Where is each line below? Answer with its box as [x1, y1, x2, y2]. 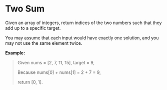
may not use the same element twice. [5, 40, 82, 46]
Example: [5, 50, 25, 56]
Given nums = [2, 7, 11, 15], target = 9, [17, 59, 95, 65]
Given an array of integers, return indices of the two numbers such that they [5, 20, 162, 26]
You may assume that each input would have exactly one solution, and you [5, 35, 159, 41]
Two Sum [5, 3, 45, 15]
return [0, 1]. [17, 79, 43, 85]
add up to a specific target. [5, 25, 61, 31]
